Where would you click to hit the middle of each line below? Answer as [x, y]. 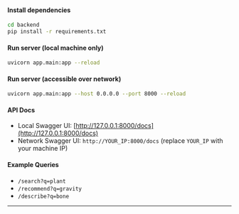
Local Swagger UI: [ [47, 126]
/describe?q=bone [43, 196]
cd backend [23, 25]
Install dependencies [39, 10]
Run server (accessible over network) [64, 79]
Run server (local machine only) [56, 48]
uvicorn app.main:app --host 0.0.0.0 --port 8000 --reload [97, 94]
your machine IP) [43, 149]
